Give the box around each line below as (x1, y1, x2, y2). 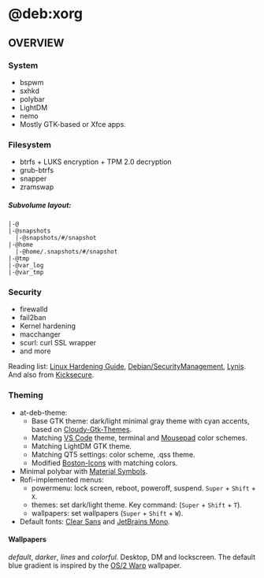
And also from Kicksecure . (8, 370, 95, 379)
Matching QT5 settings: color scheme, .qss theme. (31, 449, 195, 459)
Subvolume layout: (8, 200, 72, 210)
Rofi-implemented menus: (19, 475, 104, 484)
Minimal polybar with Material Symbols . (19, 466, 148, 475)
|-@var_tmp (8, 269, 44, 277)
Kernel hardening (19, 321, 76, 331)
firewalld (19, 304, 48, 314)
